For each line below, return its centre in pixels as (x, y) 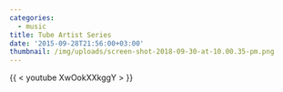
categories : (32, 18)
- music (32, 26)
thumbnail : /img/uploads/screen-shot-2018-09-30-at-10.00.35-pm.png (142, 52)
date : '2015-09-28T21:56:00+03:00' (77, 43)
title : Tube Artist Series (61, 35)
